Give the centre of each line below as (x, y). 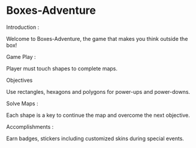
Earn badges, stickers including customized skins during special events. (95, 138)
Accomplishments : (30, 126)
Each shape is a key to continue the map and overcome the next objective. (98, 115)
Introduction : (23, 27)
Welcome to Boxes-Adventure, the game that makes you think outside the (97, 39)
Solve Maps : (22, 103)
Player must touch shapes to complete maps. (62, 68)
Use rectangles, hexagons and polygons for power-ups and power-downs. (98, 91)
